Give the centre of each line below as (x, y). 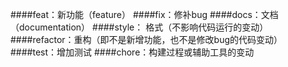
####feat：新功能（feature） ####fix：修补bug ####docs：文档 (144, 14)
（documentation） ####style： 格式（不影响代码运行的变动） (139, 27)
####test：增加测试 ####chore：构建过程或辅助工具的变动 (132, 52)
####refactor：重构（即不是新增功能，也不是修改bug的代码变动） (146, 39)
